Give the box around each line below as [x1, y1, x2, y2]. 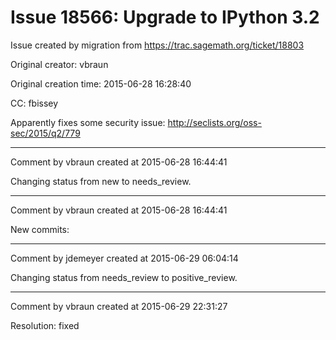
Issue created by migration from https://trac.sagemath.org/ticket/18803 [10, 39, 305, 51]
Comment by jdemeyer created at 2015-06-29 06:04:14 [10, 252, 239, 264]
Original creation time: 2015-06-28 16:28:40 [10, 77, 192, 90]
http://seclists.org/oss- [167, 116, 262, 128]
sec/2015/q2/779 [10, 127, 81, 139]
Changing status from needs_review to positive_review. [10, 271, 238, 283]
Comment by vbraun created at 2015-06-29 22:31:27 [10, 300, 228, 312]
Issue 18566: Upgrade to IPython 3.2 [10, 6, 320, 29]
